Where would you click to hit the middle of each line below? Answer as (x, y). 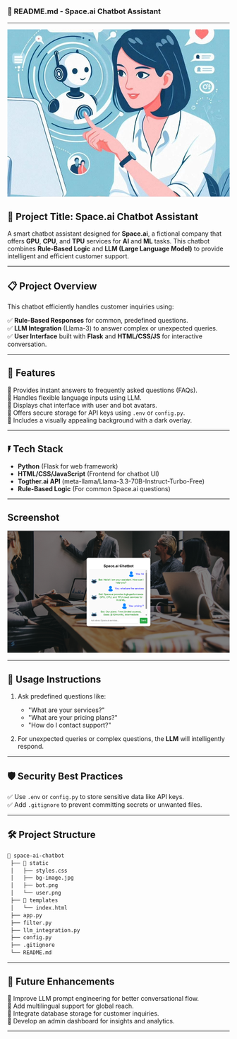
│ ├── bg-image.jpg (42, 878)
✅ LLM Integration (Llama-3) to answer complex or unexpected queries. (113, 328)
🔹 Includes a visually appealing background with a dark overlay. (100, 420)
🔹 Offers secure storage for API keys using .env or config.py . (96, 413)
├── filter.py (31, 923)
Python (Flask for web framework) (68, 466)
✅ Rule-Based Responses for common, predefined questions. (98, 321)
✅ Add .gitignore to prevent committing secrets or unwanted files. (105, 805)
